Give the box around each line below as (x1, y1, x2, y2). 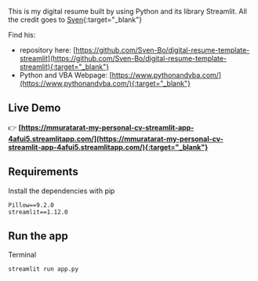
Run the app (8, 229, 68, 243)
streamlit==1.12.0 (8, 208, 68, 216)
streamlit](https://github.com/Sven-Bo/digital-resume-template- (19, 54, 227, 63)
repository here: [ (19, 46, 76, 54)
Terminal (8, 250, 37, 260)
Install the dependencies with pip (8, 186, 115, 195)
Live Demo (8, 101, 61, 115)
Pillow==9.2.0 (8, 201, 55, 209)
